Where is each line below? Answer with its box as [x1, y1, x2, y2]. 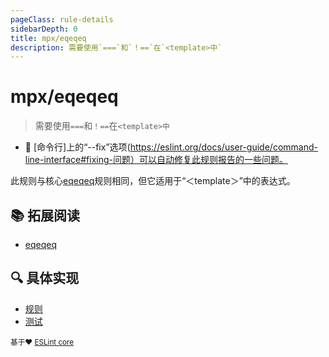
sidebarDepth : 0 [10, 24, 78, 34]
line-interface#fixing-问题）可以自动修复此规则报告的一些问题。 [24, 154, 288, 166]
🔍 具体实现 [10, 270, 80, 287]
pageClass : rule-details [10, 14, 114, 25]
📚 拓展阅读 [10, 207, 81, 224]
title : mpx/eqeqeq [10, 33, 87, 43]
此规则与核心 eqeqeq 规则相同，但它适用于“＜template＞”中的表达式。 [10, 175, 296, 187]
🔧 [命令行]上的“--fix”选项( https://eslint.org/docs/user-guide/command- [24, 141, 318, 153]
